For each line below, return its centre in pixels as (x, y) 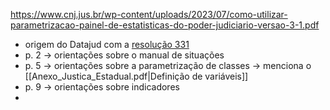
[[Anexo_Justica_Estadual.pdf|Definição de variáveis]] (136, 76)
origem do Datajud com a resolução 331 (107, 44)
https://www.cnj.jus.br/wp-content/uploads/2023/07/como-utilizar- (149, 14)
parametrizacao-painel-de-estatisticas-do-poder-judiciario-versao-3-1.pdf (165, 25)
